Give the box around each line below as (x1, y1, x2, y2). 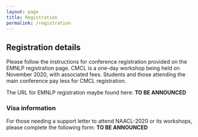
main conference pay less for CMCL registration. (6, 78, 127, 85)
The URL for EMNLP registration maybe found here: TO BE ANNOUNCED (6, 89, 187, 96)
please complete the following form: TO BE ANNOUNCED (6, 124, 148, 131)
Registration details (6, 42, 81, 52)
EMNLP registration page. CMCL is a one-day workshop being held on (6, 64, 180, 72)
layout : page (6, 8, 39, 15)
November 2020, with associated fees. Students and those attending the (6, 71, 186, 78)
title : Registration (6, 14, 58, 20)
